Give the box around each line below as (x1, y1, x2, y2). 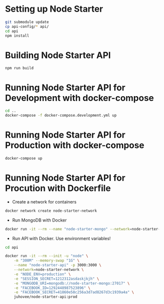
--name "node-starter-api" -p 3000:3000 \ (14, 263, 102, 268)
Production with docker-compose (5, 140, 144, 151)
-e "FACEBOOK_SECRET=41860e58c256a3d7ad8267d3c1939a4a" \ (14, 290, 134, 295)
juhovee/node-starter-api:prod (14, 294, 78, 300)
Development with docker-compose (5, 92, 154, 103)
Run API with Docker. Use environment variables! (12, 235, 111, 241)
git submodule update (5, 20, 49, 24)
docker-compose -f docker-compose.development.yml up (5, 113, 117, 118)
